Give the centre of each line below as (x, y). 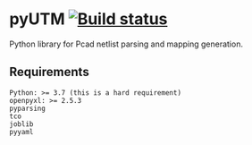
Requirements (49, 72)
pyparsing (28, 108)
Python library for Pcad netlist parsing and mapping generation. (126, 44)
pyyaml (21, 132)
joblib (21, 124)
